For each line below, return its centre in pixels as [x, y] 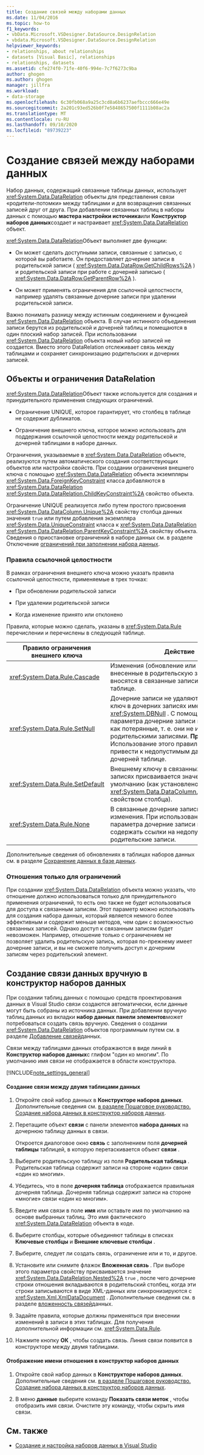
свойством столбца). [141, 799]
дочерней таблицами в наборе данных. [66, 443]
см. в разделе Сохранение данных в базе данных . [72, 861]
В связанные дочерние [144, 809]
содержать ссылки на [143, 832]
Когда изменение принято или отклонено [69, 615]
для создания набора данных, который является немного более [90, 916]
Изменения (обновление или [153, 666]
